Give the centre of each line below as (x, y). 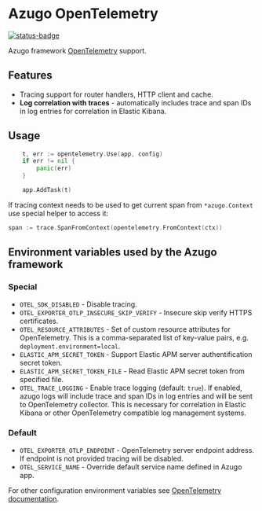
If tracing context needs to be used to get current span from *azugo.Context (131, 204)
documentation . (34, 498)
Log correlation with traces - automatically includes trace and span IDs (135, 102)
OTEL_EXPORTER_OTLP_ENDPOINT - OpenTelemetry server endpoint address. (137, 450)
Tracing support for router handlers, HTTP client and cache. (116, 94)
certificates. (39, 321)
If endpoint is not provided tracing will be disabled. (102, 458)
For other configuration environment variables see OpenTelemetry (115, 490)
